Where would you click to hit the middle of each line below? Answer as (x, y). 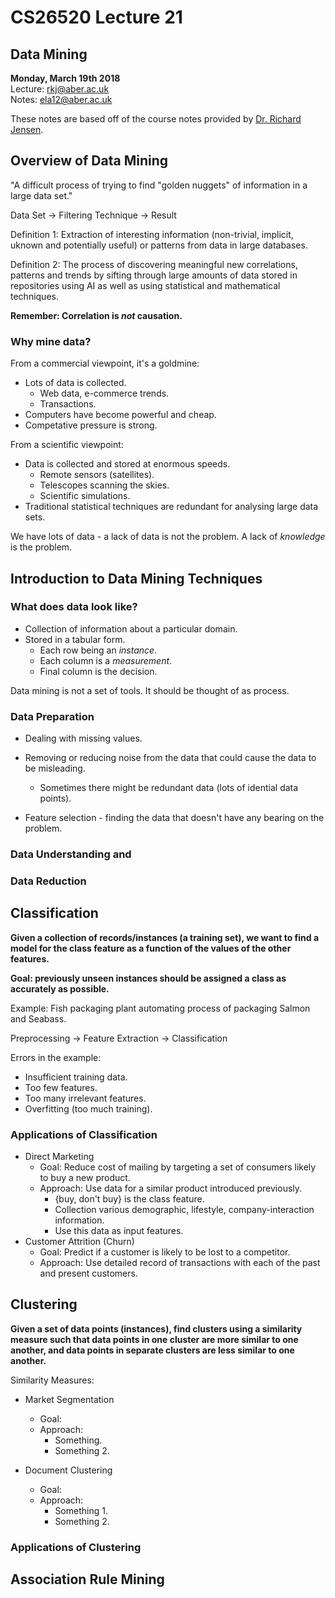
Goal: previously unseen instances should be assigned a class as (148, 978)
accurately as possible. (60, 988)
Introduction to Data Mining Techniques (136, 578)
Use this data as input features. (119, 1231)
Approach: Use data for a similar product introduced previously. (171, 1188)
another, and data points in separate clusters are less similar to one (152, 1350)
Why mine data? (51, 341)
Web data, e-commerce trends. (104, 393)
